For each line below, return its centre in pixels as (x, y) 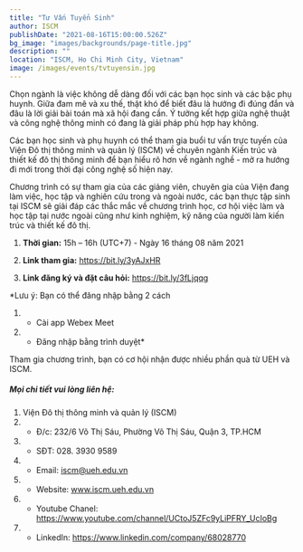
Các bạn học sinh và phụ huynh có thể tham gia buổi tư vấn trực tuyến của (148, 140)
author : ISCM (34, 26)
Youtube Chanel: (67, 509)
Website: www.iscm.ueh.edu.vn (95, 489)
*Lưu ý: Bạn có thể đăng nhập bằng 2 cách (90, 295)
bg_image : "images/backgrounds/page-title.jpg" (101, 43)
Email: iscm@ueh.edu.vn (82, 470)
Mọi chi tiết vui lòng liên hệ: (62, 389)
